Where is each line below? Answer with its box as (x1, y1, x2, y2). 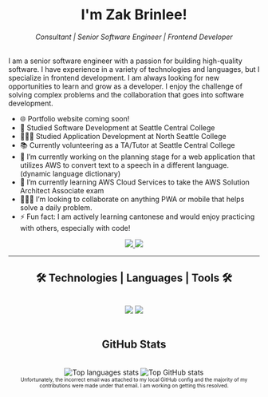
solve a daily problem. (19, 202, 93, 212)
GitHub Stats (101, 338, 167, 351)
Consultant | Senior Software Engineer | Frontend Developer (35, 32, 233, 42)
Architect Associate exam (19, 185, 104, 195)
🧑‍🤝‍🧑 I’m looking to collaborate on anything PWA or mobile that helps (19, 194, 245, 204)
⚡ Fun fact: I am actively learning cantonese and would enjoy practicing (19, 212, 255, 221)
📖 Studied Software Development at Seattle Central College (19, 122, 215, 133)
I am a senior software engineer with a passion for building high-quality (8, 56, 243, 66)
